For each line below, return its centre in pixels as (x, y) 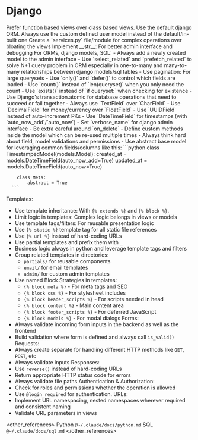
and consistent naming (43, 407)
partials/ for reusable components (67, 261)
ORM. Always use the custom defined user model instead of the (84, 33)
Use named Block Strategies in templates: (66, 280)
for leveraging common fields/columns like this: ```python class (83, 148)
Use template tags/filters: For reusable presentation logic (84, 223)
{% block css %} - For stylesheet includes (75, 292)
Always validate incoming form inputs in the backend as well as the (97, 324)
